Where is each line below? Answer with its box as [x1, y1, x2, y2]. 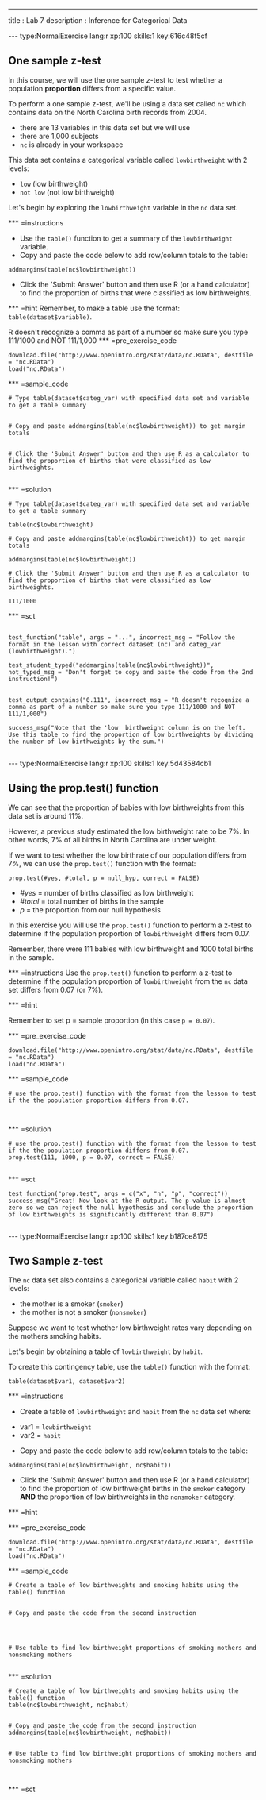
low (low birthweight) [19, 179, 89, 188]
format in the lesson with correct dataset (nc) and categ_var [8, 640, 222, 648]
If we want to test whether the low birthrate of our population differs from [8, 850, 247, 860]
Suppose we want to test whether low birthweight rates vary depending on [8, 1323, 252, 1332]
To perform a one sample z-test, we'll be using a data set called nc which [8, 98, 247, 108]
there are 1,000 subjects [19, 131, 99, 141]
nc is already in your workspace [19, 140, 123, 149]
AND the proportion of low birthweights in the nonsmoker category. [19, 1492, 236, 1501]
